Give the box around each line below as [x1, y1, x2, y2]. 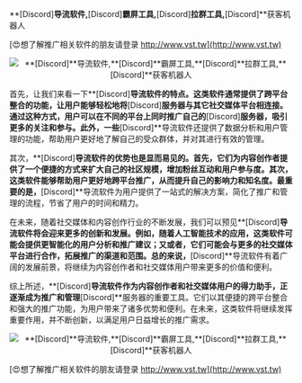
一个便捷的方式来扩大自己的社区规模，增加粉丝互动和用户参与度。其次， [24, 164, 293, 174]
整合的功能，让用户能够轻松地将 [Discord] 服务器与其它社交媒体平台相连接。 [9, 100, 289, 111]
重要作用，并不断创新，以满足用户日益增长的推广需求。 [9, 315, 214, 325]
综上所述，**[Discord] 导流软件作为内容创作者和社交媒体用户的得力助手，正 [9, 281, 289, 291]
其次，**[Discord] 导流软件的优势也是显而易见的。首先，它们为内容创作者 [9, 153, 280, 163]
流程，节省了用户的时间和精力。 [24, 198, 144, 208]
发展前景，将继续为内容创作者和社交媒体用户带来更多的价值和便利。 [24, 262, 277, 272]
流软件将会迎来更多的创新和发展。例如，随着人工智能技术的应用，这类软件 [9, 228, 285, 238]
